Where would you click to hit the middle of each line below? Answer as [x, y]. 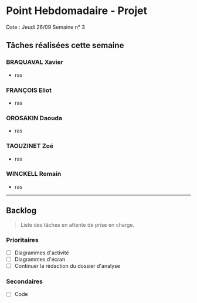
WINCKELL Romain [34, 174]
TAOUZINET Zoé [30, 146]
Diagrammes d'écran [40, 259]
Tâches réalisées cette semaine [65, 45]
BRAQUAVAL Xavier [35, 62]
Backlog [21, 211]
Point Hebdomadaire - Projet [77, 11]
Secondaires [24, 281]
